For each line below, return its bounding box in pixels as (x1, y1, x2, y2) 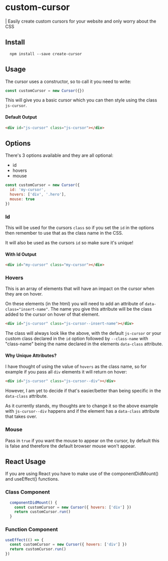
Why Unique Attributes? (5, 352, 57, 358)
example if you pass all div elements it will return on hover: (5, 369, 127, 375)
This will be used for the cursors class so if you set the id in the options (5, 225, 154, 230)
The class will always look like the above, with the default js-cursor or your (5, 330, 161, 336)
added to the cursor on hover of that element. (5, 311, 100, 318)
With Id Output (5, 251, 37, 257)
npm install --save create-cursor (10, 51, 82, 56)
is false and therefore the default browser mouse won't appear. (5, 443, 136, 449)
